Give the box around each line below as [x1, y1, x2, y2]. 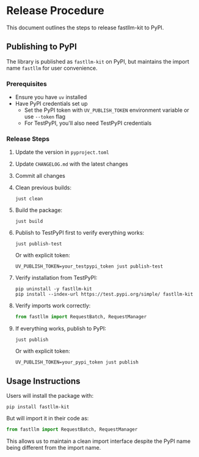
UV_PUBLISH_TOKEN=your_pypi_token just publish [15, 359, 139, 365]
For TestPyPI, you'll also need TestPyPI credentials [24, 120, 152, 127]
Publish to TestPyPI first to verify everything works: [15, 229, 145, 236]
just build [15, 218, 43, 225]
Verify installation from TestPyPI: [15, 274, 98, 282]
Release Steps [6, 134, 50, 143]
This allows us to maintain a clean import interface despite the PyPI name [6, 437, 191, 445]
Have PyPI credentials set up [15, 100, 88, 108]
